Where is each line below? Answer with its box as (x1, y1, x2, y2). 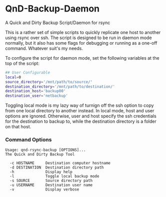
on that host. (5, 124, 31, 130)
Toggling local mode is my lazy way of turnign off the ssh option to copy (5, 102, 154, 108)
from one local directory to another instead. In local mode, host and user (5, 108, 154, 114)
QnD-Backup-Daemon (5, 3, 100, 15)
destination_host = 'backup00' (5, 89, 66, 94)
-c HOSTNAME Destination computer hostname (9, 161, 111, 166)
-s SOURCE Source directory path (9, 178, 93, 183)
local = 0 (5, 75, 21, 80)
